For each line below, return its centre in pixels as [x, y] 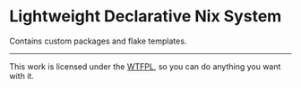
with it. [21, 76]
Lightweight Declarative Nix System [146, 16]
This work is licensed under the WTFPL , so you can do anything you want [145, 66]
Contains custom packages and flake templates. [98, 41]
